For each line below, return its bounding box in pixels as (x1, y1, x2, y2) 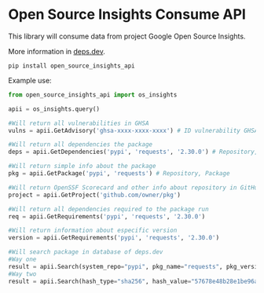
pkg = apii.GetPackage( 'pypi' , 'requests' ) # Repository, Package (8, 170, 230, 178)
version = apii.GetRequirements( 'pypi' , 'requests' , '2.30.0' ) (8, 234, 220, 242)
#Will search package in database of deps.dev (8, 248, 163, 256)
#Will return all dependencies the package (8, 141, 153, 148)
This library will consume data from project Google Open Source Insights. (8, 31, 246, 41)
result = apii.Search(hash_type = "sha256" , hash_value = (8, 277, 192, 285)
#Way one (8, 255, 37, 264)
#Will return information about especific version (8, 226, 178, 235)
